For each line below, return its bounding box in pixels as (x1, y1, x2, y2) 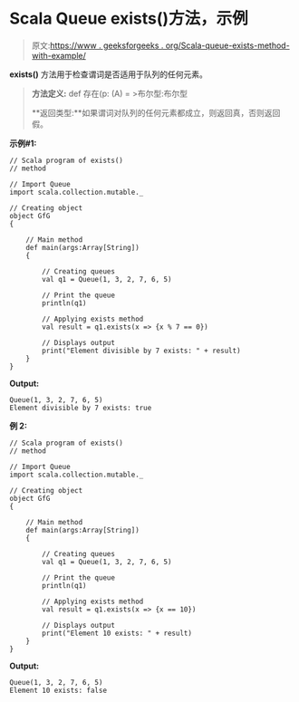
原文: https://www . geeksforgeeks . (31, 40, 164, 51)
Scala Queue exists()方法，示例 (9, 8, 248, 29)
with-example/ (31, 50, 86, 61)
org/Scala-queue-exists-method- (165, 40, 290, 51)
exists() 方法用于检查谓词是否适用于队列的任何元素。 (9, 69, 208, 80)
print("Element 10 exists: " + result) (42, 629, 193, 638)
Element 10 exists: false (9, 686, 107, 695)
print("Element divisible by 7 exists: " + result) (42, 346, 242, 355)
